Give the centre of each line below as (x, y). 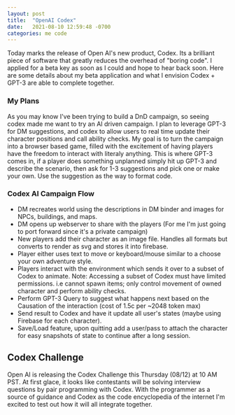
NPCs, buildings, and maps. (57, 216)
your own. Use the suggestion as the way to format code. (90, 176)
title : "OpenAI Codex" (42, 20)
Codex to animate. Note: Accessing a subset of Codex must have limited (121, 276)
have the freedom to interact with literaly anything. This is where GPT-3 (110, 153)
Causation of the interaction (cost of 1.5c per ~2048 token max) (109, 306)
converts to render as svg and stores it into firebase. (93, 246)
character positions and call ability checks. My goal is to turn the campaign (115, 139)
